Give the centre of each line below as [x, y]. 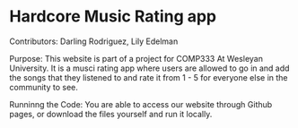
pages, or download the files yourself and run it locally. [111, 114]
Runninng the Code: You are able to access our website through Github [141, 104]
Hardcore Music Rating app [113, 17]
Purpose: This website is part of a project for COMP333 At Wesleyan [136, 58]
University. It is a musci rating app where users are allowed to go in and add [149, 68]
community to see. [44, 87]
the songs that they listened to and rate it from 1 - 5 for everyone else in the [149, 77]
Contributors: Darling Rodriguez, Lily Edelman [94, 41]
